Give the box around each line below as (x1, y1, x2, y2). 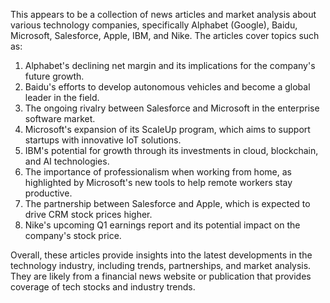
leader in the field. (24, 92, 100, 103)
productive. (24, 187, 73, 199)
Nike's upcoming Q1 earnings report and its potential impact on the (24, 219, 301, 231)
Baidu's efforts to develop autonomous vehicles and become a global (24, 81, 311, 93)
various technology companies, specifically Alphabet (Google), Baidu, (10, 19, 298, 31)
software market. (24, 113, 96, 124)
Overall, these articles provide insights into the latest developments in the (10, 249, 313, 261)
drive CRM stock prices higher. (24, 209, 153, 220)
